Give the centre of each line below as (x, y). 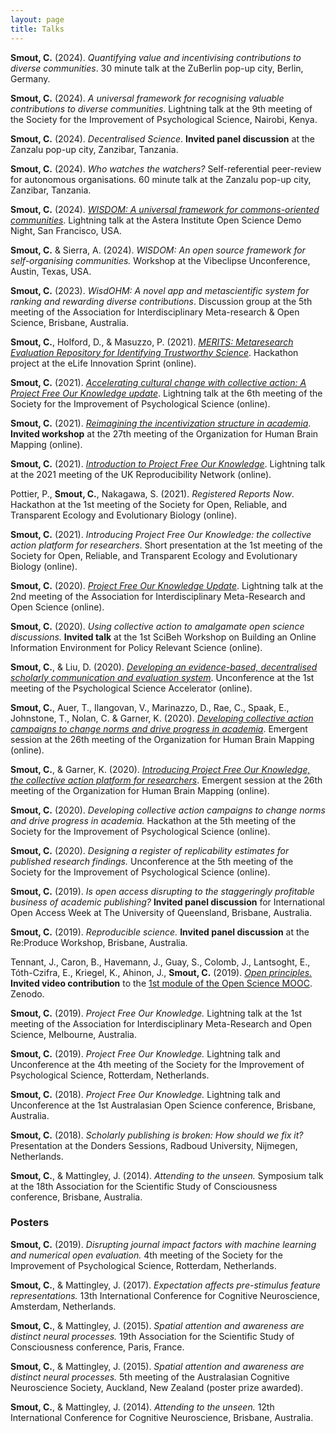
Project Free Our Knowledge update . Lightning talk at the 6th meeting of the (166, 393)
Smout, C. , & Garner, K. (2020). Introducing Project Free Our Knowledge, (160, 769)
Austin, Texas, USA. (51, 271)
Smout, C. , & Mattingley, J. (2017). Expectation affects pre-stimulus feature (165, 1285)
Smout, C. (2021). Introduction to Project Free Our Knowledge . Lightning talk (168, 463)
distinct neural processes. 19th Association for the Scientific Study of (152, 1336)
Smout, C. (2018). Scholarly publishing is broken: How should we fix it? (157, 1135)
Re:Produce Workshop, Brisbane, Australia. (99, 942)
